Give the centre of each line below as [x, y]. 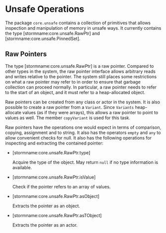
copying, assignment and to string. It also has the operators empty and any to [83, 133]
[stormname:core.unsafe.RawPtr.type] [51, 152]
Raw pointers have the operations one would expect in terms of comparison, [83, 127]
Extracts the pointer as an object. [46, 206]
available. [22, 167]
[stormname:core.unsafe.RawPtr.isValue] [54, 177]
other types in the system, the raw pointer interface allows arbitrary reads [81, 71]
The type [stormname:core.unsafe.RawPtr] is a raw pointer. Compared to [80, 66]
